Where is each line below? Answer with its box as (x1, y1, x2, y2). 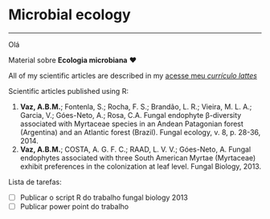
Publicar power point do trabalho (19, 202, 129, 211)
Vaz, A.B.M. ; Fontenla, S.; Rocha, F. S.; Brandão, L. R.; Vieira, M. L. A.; (19, 102, 252, 112)
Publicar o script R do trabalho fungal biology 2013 (19, 193, 189, 202)
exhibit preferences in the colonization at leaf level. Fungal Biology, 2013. (19, 161, 262, 171)
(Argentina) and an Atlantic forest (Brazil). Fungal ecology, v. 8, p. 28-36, (19, 127, 261, 137)
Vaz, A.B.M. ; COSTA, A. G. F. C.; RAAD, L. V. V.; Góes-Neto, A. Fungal (19, 144, 252, 154)
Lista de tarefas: (8, 176, 62, 186)
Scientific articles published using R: (8, 86, 129, 95)
